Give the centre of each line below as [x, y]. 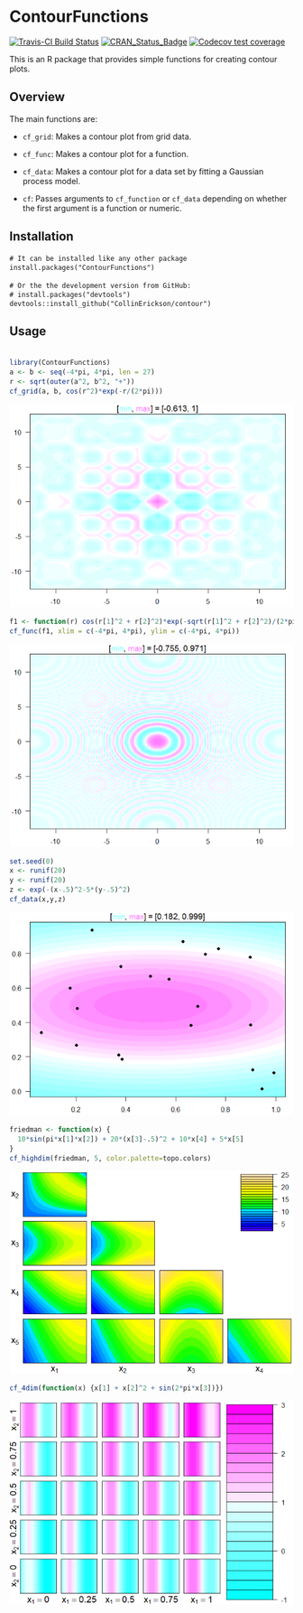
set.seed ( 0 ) [32, 861]
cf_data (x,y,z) [38, 900]
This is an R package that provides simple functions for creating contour [143, 59]
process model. [51, 181]
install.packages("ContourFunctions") [82, 267]
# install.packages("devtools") [70, 294]
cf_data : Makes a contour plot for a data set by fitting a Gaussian [143, 171]
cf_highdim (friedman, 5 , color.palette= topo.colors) [110, 1158]
